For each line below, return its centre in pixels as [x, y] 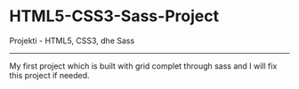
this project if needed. [50, 75]
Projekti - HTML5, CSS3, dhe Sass [72, 41]
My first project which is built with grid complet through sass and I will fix [143, 66]
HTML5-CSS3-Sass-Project [114, 16]
